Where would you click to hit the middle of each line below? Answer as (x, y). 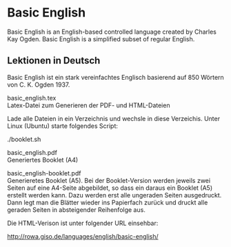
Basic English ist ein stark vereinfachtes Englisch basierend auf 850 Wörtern (115, 77)
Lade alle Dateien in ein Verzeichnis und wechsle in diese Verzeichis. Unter (114, 118)
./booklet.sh (24, 139)
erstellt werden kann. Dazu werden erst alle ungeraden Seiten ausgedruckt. (114, 195)
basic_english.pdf (32, 152)
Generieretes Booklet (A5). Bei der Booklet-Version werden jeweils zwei (109, 180)
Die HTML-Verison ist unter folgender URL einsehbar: (83, 223)
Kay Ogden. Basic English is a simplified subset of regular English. (101, 39)
